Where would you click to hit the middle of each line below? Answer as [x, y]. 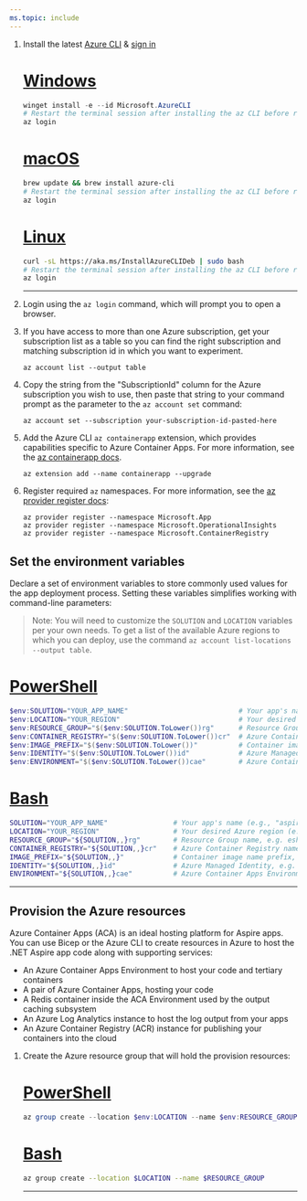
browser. [39, 314]
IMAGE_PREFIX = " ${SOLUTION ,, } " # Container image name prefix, [153, 857]
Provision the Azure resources [98, 911]
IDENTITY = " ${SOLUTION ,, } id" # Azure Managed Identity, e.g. [153, 866]
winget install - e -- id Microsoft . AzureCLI [107, 105]
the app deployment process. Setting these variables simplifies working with [153, 593]
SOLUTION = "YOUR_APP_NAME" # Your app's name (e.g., [141, 824]
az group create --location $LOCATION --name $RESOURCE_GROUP [143, 1178]
